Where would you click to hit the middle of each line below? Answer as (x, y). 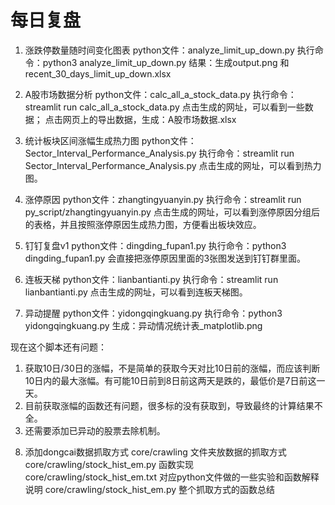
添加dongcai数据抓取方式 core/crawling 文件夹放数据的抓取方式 (155, 452)
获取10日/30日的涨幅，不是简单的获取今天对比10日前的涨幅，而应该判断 (172, 368)
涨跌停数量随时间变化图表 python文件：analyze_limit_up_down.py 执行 (169, 50)
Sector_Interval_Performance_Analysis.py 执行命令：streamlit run (159, 153)
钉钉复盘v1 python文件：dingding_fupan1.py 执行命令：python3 (155, 245)
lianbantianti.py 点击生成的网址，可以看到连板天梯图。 (136, 292)
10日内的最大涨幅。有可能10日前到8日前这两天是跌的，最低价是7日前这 (170, 380)
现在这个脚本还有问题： (58, 347)
